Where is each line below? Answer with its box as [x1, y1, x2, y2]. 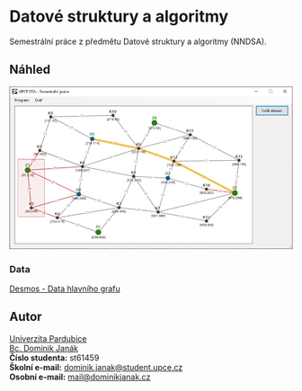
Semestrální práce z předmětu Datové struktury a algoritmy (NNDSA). [9, 36, 267, 47]
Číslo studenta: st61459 [9, 352, 100, 363]
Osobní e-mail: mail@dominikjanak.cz [9, 371, 151, 382]
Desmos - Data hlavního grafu [9, 283, 121, 294]
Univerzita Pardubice [9, 333, 87, 343]
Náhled [9, 62, 51, 77]
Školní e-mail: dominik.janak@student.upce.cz [9, 361, 183, 372]
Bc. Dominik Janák [9, 342, 79, 353]
